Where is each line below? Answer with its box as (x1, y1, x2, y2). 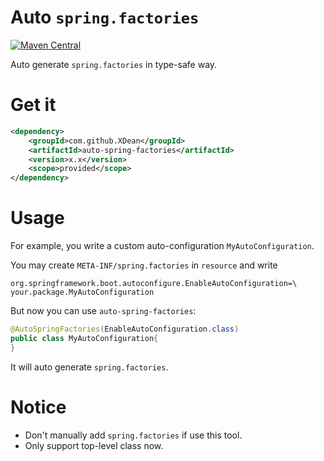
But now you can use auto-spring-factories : (10, 305, 197, 317)
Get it (10, 94, 57, 116)
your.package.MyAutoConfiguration (10, 287, 155, 298)
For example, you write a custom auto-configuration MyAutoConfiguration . (10, 240, 315, 252)
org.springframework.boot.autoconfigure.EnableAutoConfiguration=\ (10, 279, 298, 289)
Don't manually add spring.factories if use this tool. (24, 429, 243, 441)
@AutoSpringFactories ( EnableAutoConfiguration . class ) (10, 324, 240, 335)
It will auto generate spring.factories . (10, 361, 169, 373)
